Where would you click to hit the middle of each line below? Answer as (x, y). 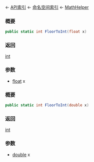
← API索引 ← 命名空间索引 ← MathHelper (47, 7)
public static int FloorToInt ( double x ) (47, 105)
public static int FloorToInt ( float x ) (46, 32)
